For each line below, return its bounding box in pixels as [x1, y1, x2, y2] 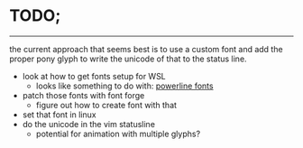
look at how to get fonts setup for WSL [22, 70, 167, 81]
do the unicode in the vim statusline [22, 118, 156, 129]
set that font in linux [22, 109, 96, 120]
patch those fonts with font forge [22, 89, 145, 100]
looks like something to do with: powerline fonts [35, 80, 214, 91]
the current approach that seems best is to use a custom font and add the [9, 43, 283, 54]
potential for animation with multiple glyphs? [35, 128, 201, 139]
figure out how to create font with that [35, 99, 178, 110]
